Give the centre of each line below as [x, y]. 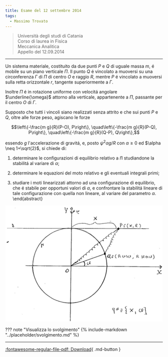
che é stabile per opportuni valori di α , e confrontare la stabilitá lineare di [87, 188]
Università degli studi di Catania [50, 36]
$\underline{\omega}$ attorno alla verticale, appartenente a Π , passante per [84, 97]
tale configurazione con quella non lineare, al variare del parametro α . [84, 193]
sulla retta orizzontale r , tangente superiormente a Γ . [59, 82]
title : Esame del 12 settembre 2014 [43, 10]
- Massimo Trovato [29, 21]
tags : [11, 16]
